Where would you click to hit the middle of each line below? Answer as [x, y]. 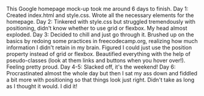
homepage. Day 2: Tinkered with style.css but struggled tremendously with [101, 22]
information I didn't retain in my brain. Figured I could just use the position [99, 47]
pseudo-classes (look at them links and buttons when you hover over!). [96, 60]
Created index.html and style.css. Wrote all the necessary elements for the [100, 15]
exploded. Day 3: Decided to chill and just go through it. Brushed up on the [100, 35]
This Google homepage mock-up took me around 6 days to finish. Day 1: [97, 9]
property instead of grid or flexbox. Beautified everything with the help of [98, 54]
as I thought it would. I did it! [42, 86]
